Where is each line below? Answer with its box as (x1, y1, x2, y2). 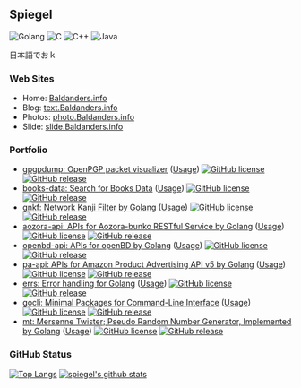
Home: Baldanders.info (21, 93, 107, 104)
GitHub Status (9, 349, 72, 361)
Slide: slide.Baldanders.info (21, 121, 124, 133)
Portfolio (9, 143, 48, 156)
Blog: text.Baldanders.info (21, 102, 118, 113)
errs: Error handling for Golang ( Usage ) (21, 278, 168, 289)
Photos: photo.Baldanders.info (21, 112, 135, 123)
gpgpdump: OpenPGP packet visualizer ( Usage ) (21, 164, 200, 175)
